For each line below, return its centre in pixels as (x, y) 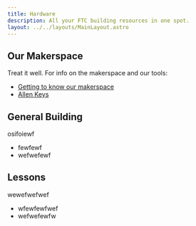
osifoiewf (21, 134)
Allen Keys (33, 95)
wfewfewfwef (38, 208)
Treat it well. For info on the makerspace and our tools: (88, 73)
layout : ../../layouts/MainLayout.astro (68, 27)
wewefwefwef (29, 194)
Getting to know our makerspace (66, 87)
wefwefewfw (37, 216)
